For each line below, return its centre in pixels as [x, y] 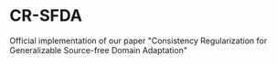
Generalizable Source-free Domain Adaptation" [98, 50]
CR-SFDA [46, 16]
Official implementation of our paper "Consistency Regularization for [138, 41]
